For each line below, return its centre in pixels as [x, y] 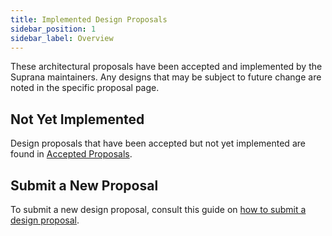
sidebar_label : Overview [62, 38]
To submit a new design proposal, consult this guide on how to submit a [158, 209]
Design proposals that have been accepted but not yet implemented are [158, 143]
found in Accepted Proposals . [71, 154]
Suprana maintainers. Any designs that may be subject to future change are [166, 77]
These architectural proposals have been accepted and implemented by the [166, 67]
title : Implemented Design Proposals [89, 19]
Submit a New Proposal [84, 185]
